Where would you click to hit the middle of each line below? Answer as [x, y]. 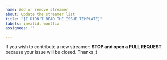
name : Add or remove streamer [37, 10]
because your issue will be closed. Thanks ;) [51, 52]
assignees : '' [20, 28]
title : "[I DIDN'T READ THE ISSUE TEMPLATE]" [54, 19]
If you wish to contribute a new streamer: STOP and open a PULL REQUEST [83, 47]
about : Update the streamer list [40, 14]
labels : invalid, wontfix [32, 24]
